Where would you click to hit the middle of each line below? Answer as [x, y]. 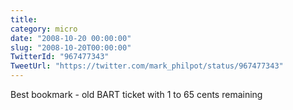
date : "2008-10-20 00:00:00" [71, 38]
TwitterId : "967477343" [60, 57]
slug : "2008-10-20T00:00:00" [71, 47]
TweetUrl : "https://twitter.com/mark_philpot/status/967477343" [147, 66]
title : [24, 19]
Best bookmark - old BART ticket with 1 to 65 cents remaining [136, 94]
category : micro [44, 29]
